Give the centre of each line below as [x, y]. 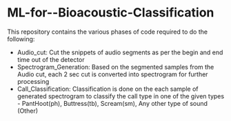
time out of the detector [51, 59]
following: [21, 38]
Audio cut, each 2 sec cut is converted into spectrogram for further [112, 74]
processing [33, 81]
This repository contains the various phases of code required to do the [108, 32]
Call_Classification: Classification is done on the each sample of [108, 89]
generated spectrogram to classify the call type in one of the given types [121, 96]
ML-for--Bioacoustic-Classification [111, 13]
